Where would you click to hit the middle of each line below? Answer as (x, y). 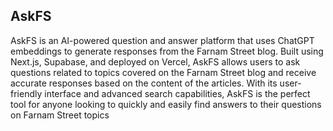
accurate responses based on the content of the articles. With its (144, 83)
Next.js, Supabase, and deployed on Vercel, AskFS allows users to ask (155, 61)
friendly (26, 93)
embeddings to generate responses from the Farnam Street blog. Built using (167, 51)
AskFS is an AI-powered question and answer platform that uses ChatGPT (162, 40)
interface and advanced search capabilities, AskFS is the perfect (177, 93)
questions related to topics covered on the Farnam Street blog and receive (163, 72)
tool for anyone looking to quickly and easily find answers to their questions (166, 104)
